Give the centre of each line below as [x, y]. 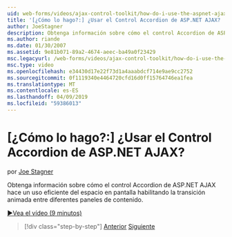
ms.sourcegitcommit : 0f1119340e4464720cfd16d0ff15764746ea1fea [100, 78]
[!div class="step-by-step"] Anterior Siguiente [89, 226]
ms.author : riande [33, 39]
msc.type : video [30, 65]
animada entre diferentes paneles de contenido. [75, 199]
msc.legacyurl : [29, 59]
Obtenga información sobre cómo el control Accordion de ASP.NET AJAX [112, 184]
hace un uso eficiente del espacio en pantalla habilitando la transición [106, 192]
